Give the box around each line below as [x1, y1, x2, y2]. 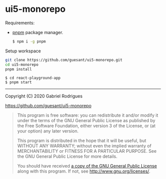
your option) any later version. [17, 128, 79, 134]
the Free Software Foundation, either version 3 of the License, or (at [17, 123, 156, 129]
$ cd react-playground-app [5, 76, 61, 81]
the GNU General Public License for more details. [17, 153, 118, 159]
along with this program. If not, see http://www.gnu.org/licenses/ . [17, 168, 151, 174]
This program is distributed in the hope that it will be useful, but [17, 137, 147, 144]
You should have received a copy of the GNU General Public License [17, 163, 157, 169]
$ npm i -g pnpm [12, 39, 46, 44]
